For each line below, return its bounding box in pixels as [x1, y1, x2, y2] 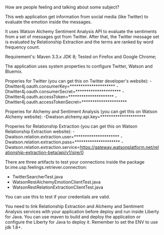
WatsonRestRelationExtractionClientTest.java [12, 184, 103, 190]
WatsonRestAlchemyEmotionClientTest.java [12, 179, 101, 185]
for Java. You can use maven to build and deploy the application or [5, 214, 141, 220]
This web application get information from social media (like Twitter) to [5, 14, 149, 19]
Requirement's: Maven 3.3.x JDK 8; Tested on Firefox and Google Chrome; [5, 54, 157, 60]
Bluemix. [5, 68, 23, 74]
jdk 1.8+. [5, 224, 22, 230]
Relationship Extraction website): [5, 129, 72, 134]
